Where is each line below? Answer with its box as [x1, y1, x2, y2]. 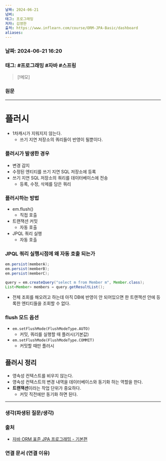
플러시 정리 [5, 359, 37, 367]
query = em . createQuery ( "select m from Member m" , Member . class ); [5, 280, 145, 285]
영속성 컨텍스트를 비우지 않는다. [12, 372, 73, 378]
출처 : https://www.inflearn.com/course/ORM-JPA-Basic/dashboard [5, 26, 138, 31]
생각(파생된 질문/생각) [5, 409, 54, 416]
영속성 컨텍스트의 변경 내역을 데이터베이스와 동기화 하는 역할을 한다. [12, 379, 143, 385]
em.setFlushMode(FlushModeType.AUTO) [12, 326, 90, 331]
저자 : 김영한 [5, 21, 27, 26]
